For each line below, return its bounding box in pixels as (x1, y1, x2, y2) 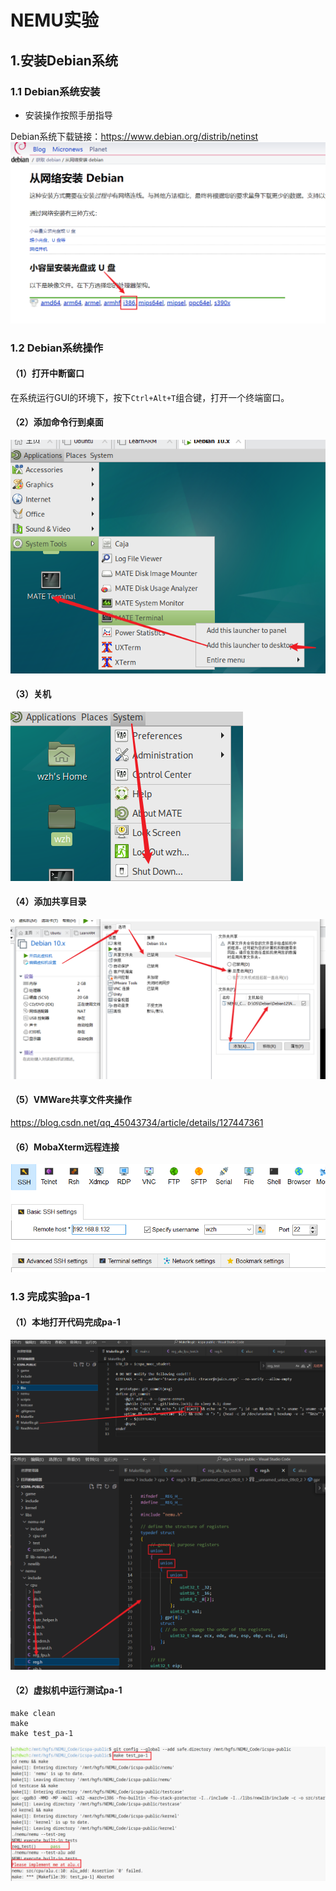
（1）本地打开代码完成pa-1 (10, 1316, 121, 1328)
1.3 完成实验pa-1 (10, 1289, 90, 1303)
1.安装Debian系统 (10, 52, 118, 69)
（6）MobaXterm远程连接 (10, 1141, 120, 1153)
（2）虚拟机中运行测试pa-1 (10, 1684, 123, 1696)
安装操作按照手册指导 (24, 109, 113, 121)
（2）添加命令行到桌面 (10, 416, 104, 428)
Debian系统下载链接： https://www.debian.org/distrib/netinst (10, 130, 259, 142)
